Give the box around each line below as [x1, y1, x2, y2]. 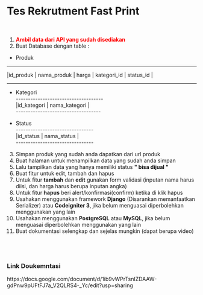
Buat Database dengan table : [15, 42, 90, 49]
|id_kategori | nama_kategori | [15, 101, 90, 109]
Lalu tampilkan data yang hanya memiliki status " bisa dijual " [15, 163, 169, 170]
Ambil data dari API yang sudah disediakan [15, 36, 126, 43]
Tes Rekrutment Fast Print [7, 4, 140, 18]
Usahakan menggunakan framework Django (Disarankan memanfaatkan [15, 195, 195, 203]
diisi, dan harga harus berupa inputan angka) [15, 182, 127, 189]
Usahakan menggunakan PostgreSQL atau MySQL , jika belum [15, 214, 170, 221]
